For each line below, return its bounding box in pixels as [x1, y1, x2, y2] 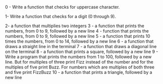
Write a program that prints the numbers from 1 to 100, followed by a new [5, 54, 152, 60]
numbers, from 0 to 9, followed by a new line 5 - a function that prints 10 [5, 34, 150, 39]
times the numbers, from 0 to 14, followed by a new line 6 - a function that [5, 38, 154, 44]
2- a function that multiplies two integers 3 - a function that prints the [5, 23, 144, 29]
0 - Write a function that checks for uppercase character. [5, 4, 120, 10]
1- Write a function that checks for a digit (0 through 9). [5, 14, 116, 19]
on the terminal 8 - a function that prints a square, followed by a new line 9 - [5, 49, 159, 54]
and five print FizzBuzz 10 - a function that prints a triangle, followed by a [5, 69, 152, 75]
